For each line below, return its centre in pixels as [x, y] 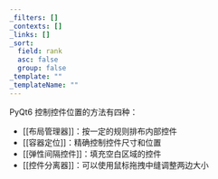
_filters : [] [34, 18]
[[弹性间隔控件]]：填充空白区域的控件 [92, 154]
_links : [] [30, 34]
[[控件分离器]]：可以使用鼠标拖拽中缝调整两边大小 [116, 165]
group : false [42, 69]
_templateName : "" [44, 85]
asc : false [38, 60]
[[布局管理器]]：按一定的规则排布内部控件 [100, 131]
